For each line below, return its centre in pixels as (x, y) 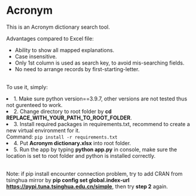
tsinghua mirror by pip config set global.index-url (68, 180)
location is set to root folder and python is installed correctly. (81, 155)
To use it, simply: (27, 87)
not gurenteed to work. (34, 105)
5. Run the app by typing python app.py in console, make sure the (96, 149)
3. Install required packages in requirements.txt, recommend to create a (102, 124)
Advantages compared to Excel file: (50, 38)
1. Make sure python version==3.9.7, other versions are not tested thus (101, 99)
